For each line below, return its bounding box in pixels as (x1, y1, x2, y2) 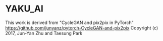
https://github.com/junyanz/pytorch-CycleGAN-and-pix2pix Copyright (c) (5, 24, 158, 30)
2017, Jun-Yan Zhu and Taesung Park (5, 30, 83, 36)
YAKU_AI (5, 3, 44, 14)
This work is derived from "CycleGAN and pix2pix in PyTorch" (5, 19, 134, 25)
